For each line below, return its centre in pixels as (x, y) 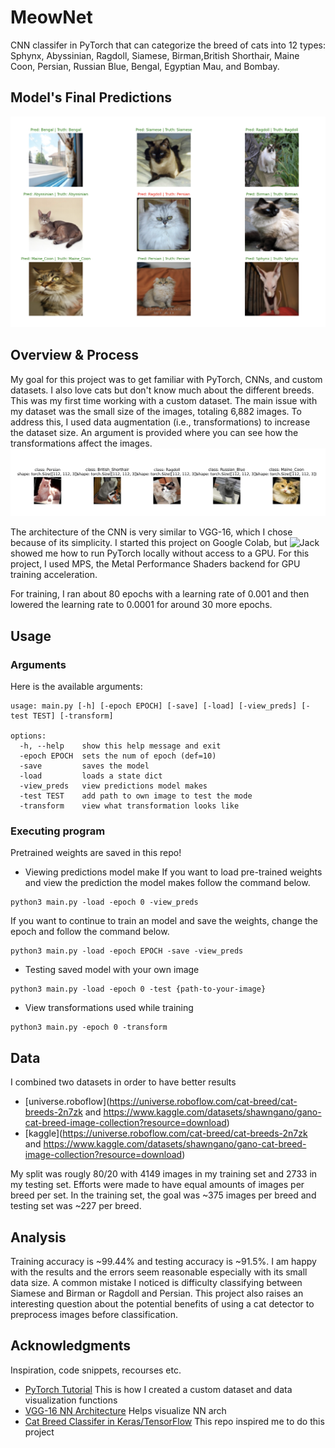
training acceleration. (54, 575)
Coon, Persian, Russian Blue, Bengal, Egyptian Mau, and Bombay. (145, 66)
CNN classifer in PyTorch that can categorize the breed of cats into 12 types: (168, 45)
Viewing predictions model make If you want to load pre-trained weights (173, 872)
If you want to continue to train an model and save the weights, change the (164, 921)
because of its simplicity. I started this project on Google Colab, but (149, 543)
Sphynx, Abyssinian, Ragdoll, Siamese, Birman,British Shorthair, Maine (155, 55)
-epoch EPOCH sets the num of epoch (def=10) (118, 756)
